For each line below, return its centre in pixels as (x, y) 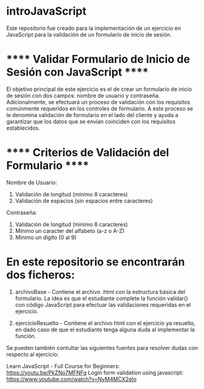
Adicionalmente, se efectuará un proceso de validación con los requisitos (98, 102)
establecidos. (23, 128)
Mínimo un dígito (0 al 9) (46, 237)
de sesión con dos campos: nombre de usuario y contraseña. (83, 95)
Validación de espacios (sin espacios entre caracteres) (84, 201)
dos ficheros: (40, 275)
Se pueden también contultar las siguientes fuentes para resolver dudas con (102, 348)
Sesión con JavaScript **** (78, 72)
